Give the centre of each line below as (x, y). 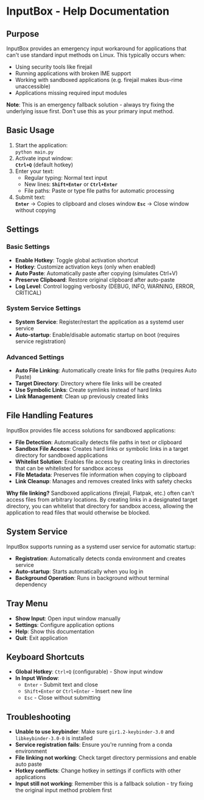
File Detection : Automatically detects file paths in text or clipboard (98, 442)
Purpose (23, 34)
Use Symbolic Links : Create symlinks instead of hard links (88, 390)
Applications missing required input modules (71, 93)
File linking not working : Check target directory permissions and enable (106, 758)
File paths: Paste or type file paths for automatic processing (99, 190)
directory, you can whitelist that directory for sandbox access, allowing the (100, 506)
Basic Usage (30, 131)
